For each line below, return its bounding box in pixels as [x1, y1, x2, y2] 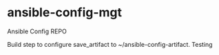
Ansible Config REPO [7, 27, 67, 35]
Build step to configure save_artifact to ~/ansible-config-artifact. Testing [7, 40, 213, 48]
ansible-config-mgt [7, 5, 123, 20]
